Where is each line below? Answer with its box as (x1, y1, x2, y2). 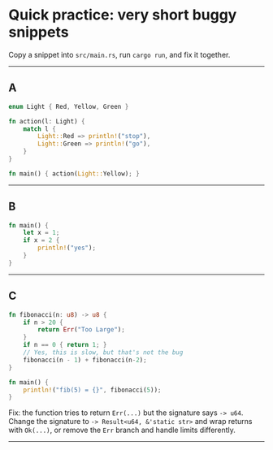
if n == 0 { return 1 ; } (23, 341, 107, 349)
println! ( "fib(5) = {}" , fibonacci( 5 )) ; (23, 386, 162, 394)
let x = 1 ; (23, 229, 60, 237)
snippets (8, 23, 69, 41)
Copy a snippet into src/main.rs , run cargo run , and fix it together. (8, 50, 231, 59)
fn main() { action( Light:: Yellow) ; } (8, 169, 140, 178)
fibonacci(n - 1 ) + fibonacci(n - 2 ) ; (23, 356, 148, 364)
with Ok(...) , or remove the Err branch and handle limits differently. (8, 425, 236, 435)
